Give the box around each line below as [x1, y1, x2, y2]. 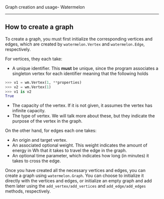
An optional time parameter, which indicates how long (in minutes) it [12, 153, 149, 159]
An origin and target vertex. [12, 137, 67, 143]
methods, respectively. [5, 188, 51, 194]
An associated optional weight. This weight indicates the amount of [12, 142, 147, 149]
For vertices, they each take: [5, 56, 62, 62]
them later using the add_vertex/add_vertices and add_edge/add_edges [5, 183, 146, 189]
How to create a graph [5, 23, 74, 31]
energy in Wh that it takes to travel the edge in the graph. [12, 148, 127, 153]
